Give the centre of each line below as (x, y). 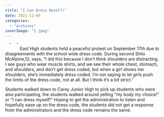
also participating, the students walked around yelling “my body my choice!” (82, 94)
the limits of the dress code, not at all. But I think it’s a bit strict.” (69, 80)
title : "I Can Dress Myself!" (36, 10)
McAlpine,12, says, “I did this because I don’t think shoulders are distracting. (82, 59)
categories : (17, 21)
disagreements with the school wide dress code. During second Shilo (75, 54)
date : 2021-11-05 (23, 15)
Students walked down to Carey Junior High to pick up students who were (80, 89)
